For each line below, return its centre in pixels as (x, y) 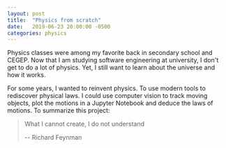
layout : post (26, 14)
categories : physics (37, 33)
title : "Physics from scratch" (54, 20)
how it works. (27, 75)
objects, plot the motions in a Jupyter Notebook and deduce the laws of (111, 103)
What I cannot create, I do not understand (84, 124)
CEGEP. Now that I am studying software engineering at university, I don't (113, 60)
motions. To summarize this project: (59, 110)
